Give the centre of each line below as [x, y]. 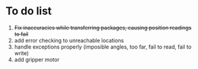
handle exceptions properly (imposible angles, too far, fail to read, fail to [103, 47]
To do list [29, 11]
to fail [21, 34]
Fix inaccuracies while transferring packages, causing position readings [103, 28]
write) [22, 53]
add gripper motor [37, 59]
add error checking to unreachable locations [69, 40]
